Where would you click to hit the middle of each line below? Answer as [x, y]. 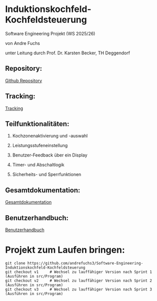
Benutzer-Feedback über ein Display [50, 155]
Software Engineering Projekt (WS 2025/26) [50, 33]
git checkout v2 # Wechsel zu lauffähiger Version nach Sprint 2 [79, 281]
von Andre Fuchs [23, 43]
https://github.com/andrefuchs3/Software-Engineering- [85, 263]
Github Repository [24, 80]
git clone [15, 263]
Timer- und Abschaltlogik [38, 165]
